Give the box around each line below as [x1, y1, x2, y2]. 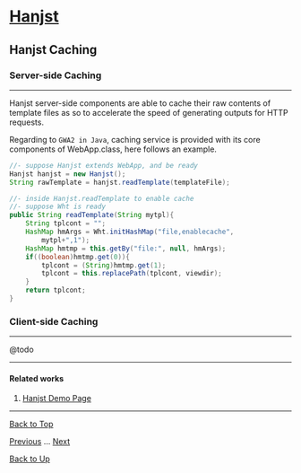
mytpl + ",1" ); [41, 235, 90, 244]
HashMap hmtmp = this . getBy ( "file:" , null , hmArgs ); [25, 244, 227, 253]
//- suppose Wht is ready [9, 202, 106, 212]
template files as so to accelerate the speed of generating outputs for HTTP [9, 107, 288, 118]
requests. [9, 117, 45, 127]
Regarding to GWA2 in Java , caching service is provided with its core [9, 134, 262, 145]
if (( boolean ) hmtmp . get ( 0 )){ [25, 252, 130, 261]
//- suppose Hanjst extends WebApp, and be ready [9, 161, 199, 170]
